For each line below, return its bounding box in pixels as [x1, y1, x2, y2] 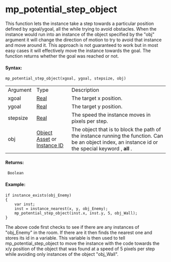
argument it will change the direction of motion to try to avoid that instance [5, 37, 162, 43]
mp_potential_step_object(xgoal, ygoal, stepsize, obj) [5, 76, 126, 81]
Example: [5, 181, 26, 187]
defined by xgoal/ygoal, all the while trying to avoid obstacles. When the [5, 25, 157, 32]
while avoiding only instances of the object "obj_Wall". [5, 251, 119, 257]
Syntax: [5, 65, 22, 71]
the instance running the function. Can [71, 133, 163, 140]
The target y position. [71, 103, 123, 110]
